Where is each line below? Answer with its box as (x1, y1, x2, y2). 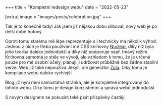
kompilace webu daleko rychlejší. (5, 70, 73, 76)
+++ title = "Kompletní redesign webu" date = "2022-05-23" (5, 4, 129, 10)
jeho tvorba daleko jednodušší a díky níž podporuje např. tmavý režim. (5, 49, 149, 54)
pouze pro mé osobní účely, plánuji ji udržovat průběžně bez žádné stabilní (5, 59, 158, 65)
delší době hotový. (5, 29, 43, 34)
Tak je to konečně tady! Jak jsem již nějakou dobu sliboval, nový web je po (5, 23, 158, 29)
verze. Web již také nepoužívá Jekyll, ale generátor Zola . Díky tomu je (5, 64, 147, 70)
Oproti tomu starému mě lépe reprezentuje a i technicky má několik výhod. (5, 38, 158, 44)
